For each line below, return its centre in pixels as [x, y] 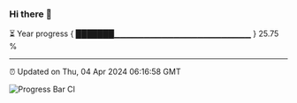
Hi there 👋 [31, 14]
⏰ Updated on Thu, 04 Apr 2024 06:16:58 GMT [95, 72]
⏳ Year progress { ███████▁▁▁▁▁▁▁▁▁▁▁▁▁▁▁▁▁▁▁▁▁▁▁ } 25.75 [144, 33]
